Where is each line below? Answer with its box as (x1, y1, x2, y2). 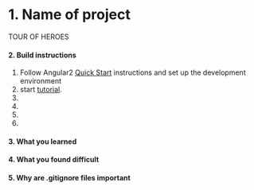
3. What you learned (8, 137, 77, 146)
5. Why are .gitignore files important (8, 173, 131, 182)
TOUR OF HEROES (8, 32, 69, 41)
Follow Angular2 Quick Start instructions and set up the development (19, 68, 246, 77)
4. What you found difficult (8, 155, 100, 165)
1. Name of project (8, 6, 131, 24)
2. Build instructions (8, 50, 77, 60)
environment (19, 76, 62, 86)
